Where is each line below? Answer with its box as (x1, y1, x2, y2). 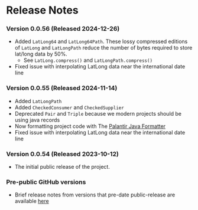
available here (14, 198, 49, 205)
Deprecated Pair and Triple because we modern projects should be (14, 110, 182, 117)
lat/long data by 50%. (14, 51, 68, 58)
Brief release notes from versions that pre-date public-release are (14, 191, 176, 198)
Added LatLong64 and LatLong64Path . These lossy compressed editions (14, 38, 188, 45)
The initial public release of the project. (14, 163, 111, 170)
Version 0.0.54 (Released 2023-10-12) (6, 150, 119, 158)
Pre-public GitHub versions (6, 178, 86, 186)
